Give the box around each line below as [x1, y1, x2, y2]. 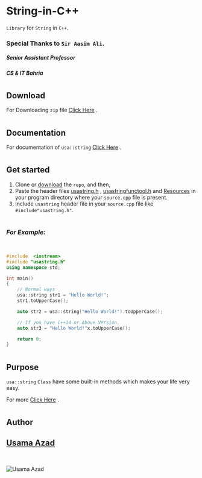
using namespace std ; [6, 264, 61, 271]
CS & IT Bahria [6, 69, 43, 77]
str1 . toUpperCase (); [17, 298, 69, 304]
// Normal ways [17, 286, 55, 293]
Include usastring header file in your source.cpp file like [14, 200, 154, 207]
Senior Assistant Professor [6, 54, 75, 61]
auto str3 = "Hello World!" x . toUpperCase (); [17, 325, 131, 331]
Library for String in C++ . [6, 24, 69, 31]
